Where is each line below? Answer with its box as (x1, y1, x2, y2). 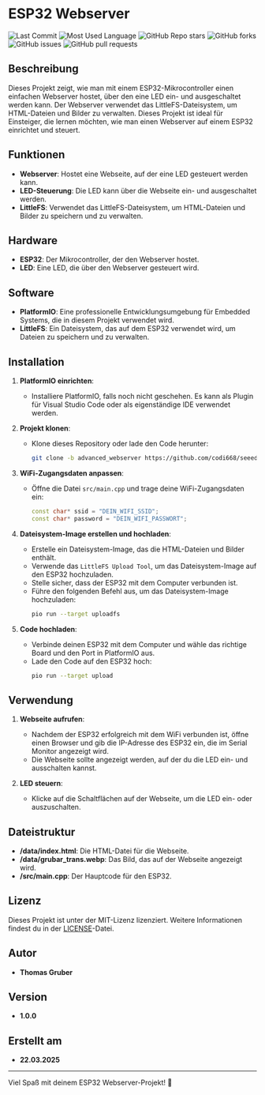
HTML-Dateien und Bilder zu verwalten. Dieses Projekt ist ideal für (8, 108, 223, 118)
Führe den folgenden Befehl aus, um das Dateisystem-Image (31, 586, 229, 596)
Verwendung (8, 693, 73, 707)
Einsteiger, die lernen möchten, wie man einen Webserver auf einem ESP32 (8, 116, 254, 126)
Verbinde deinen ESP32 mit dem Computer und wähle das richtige (31, 639, 247, 649)
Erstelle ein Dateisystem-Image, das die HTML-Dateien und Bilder (31, 544, 244, 554)
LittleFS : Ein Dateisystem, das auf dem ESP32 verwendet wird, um (19, 324, 237, 333)
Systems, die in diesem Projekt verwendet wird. (19, 315, 175, 325)
